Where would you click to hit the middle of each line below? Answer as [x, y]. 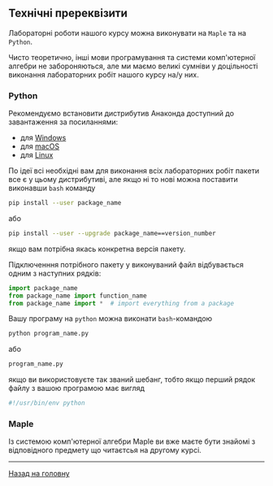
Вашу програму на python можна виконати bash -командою [110, 319]
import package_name [43, 288]
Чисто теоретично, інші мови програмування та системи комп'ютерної [132, 57]
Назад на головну [39, 474]
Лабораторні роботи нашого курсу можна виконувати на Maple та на [127, 33]
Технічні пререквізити [68, 13]
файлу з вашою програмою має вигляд [76, 388]
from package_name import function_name [78, 296]
